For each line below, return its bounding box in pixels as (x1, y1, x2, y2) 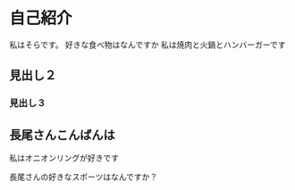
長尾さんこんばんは (9, 127, 115, 143)
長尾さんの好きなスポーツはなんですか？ (9, 171, 158, 183)
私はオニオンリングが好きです (9, 153, 119, 163)
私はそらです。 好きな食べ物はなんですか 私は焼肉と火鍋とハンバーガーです (9, 39, 286, 50)
